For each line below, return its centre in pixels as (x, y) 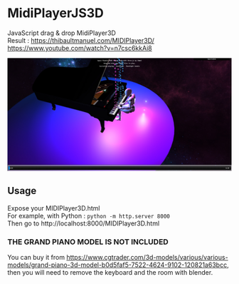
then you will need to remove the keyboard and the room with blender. (110, 273)
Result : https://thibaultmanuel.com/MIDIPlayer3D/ (81, 40)
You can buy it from (36, 258)
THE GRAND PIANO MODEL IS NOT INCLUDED (88, 242)
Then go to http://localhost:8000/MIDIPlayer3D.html (84, 223)
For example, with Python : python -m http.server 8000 (89, 215)
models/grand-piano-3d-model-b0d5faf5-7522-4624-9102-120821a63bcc (117, 265)
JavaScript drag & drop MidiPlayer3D (62, 33)
